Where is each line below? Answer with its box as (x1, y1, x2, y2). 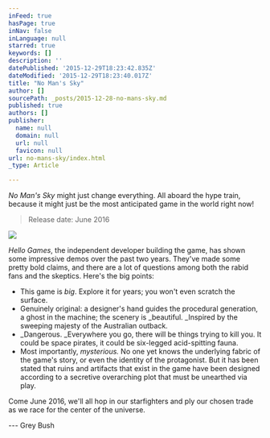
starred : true (8, 42, 56, 50)
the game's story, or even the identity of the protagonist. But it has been (19, 355, 259, 365)
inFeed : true (8, 11, 52, 20)
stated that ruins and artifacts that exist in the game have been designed (19, 364, 260, 374)
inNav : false (8, 27, 52, 35)
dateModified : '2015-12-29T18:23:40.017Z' (8, 72, 153, 80)
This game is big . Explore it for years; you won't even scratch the (19, 287, 235, 296)
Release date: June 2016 (27, 215, 110, 225)
